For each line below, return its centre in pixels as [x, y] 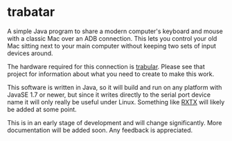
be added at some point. [42, 109]
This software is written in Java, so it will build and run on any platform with [115, 87]
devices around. [30, 53]
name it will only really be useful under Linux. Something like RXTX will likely [116, 102]
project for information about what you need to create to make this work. [111, 74]
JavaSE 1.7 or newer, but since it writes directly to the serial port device [109, 95]
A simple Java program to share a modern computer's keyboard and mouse [115, 31]
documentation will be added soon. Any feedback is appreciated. [100, 130]
